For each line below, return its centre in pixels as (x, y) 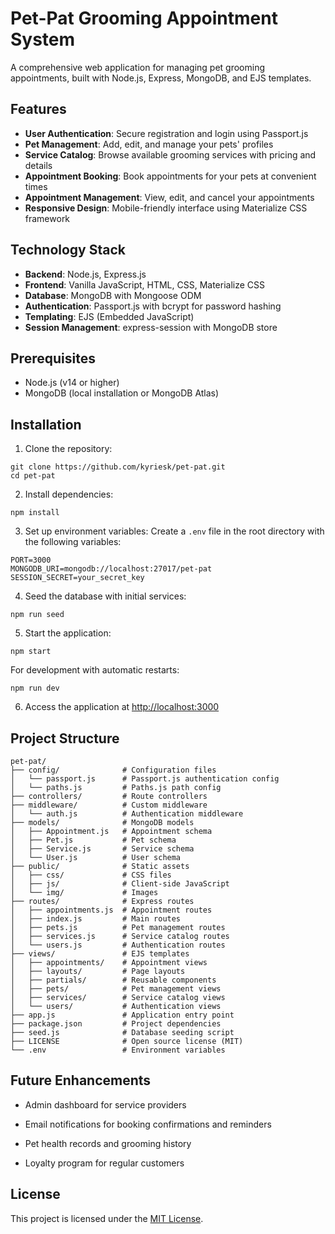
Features (38, 109)
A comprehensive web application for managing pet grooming (138, 67)
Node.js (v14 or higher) (72, 383)
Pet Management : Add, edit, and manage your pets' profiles (149, 144)
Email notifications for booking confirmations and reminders (148, 1124)
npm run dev (35, 688)
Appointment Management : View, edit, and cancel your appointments (169, 197)
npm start (31, 652)
